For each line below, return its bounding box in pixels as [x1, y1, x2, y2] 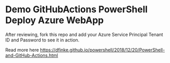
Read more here [5, 47, 39, 53]
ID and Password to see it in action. [5, 37, 80, 43]
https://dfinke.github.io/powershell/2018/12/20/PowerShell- [40, 47, 165, 53]
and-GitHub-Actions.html [5, 52, 59, 58]
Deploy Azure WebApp [5, 14, 104, 26]
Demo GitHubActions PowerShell [5, 4, 148, 15]
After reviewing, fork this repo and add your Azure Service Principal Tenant [5, 31, 163, 37]
